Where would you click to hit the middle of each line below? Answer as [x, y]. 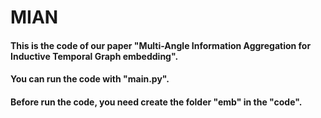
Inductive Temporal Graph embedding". [94, 56]
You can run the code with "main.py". [90, 79]
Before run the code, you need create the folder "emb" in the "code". [156, 102]
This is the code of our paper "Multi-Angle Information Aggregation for [161, 45]
